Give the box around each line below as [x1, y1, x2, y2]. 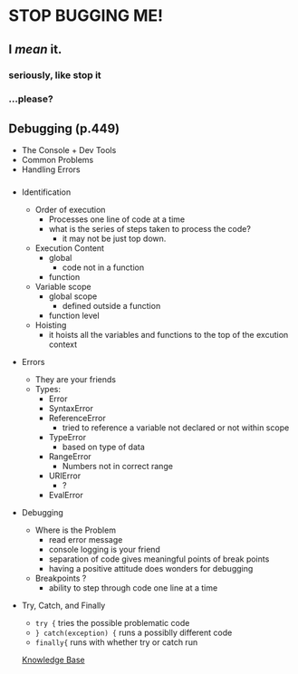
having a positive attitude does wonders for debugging [48, 563, 254, 574]
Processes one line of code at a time [48, 214, 186, 225]
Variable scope [34, 282, 91, 293]
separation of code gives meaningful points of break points [48, 554, 270, 564]
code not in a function [62, 262, 145, 273]
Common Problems [21, 155, 94, 166]
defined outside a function [62, 301, 161, 312]
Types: [34, 384, 61, 395]
